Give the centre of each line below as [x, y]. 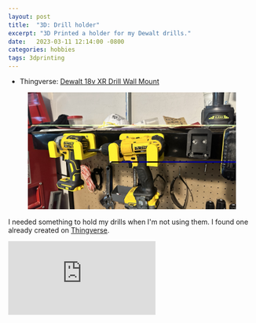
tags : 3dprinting [37, 58]
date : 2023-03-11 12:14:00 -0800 [66, 42]
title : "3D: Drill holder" [54, 25]
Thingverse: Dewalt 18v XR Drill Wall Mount [89, 81]
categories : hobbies [42, 50]
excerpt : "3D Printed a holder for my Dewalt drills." [100, 33]
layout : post [29, 17]
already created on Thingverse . [59, 230]
